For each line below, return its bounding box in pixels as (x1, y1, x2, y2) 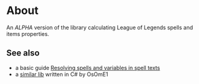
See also (6, 48, 40, 58)
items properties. (6, 30, 50, 37)
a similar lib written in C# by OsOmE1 (15, 71, 108, 78)
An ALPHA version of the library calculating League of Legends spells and (6, 24, 193, 31)
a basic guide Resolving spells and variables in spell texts (15, 64, 160, 71)
